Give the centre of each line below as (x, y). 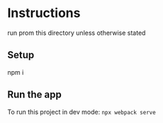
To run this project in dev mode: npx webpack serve (81, 112)
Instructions (44, 13)
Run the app (34, 95)
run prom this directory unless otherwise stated (77, 33)
